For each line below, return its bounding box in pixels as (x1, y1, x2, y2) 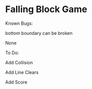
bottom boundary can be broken (5, 30, 73, 36)
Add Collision (5, 59, 33, 65)
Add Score (5, 79, 28, 85)
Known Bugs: (5, 20, 33, 26)
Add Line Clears (5, 69, 39, 75)
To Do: (5, 50, 19, 56)
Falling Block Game (5, 4, 87, 15)
